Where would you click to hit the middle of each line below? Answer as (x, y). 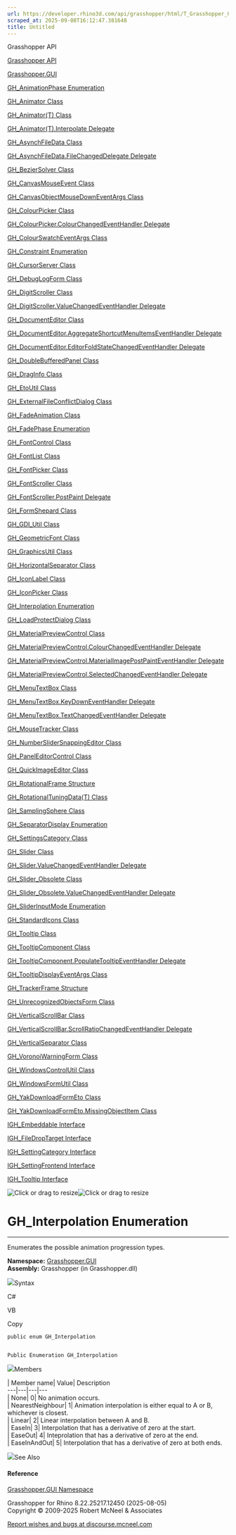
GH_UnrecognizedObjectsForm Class (61, 1002)
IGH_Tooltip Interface (38, 1179)
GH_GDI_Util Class (33, 525)
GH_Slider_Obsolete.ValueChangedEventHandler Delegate (91, 893)
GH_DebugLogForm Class (45, 279)
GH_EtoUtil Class (32, 388)
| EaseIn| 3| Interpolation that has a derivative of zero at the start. (101, 1428)
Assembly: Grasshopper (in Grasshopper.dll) (73, 1269)
